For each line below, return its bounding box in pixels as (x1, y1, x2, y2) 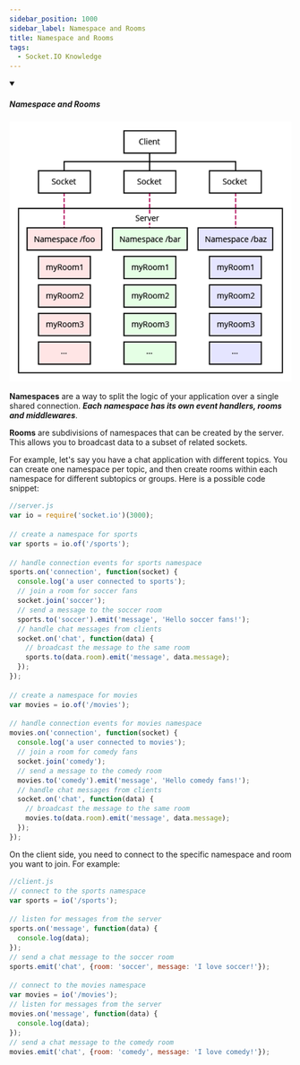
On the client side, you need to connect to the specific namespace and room (9, 849, 292, 860)
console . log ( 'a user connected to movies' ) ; (17, 738, 186, 747)
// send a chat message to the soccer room (9, 952, 175, 962)
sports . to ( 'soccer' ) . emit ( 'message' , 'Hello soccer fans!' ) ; (17, 615, 251, 624)
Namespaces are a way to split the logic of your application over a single (9, 391, 279, 402)
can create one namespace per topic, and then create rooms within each (9, 464, 278, 475)
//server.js (9, 502, 54, 511)
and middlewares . (9, 410, 78, 421)
